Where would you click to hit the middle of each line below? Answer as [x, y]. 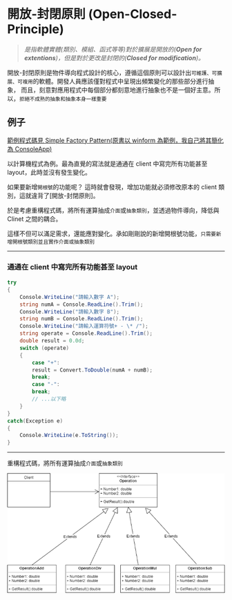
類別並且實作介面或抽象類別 [61, 242]
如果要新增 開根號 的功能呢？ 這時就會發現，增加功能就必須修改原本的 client [112, 186]
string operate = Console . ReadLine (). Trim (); [86, 333]
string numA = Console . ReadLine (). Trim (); [81, 304]
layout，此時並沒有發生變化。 [49, 172]
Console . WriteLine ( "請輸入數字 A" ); [69, 297]
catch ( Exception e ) [35, 421]
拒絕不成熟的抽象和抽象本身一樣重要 [63, 99]
